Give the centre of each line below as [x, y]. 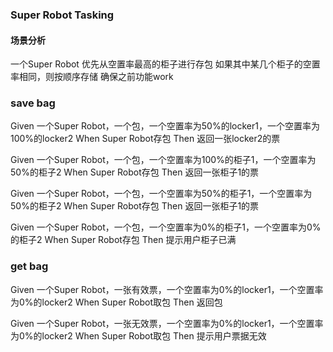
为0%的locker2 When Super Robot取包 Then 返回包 [116, 302]
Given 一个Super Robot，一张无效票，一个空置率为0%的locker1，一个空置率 [167, 323]
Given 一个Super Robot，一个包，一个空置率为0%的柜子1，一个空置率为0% [166, 227]
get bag [29, 266]
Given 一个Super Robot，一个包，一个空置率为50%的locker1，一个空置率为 [165, 126]
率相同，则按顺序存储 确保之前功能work [92, 77]
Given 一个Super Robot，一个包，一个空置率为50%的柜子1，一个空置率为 [161, 194]
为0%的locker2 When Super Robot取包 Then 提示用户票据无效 [138, 335]
